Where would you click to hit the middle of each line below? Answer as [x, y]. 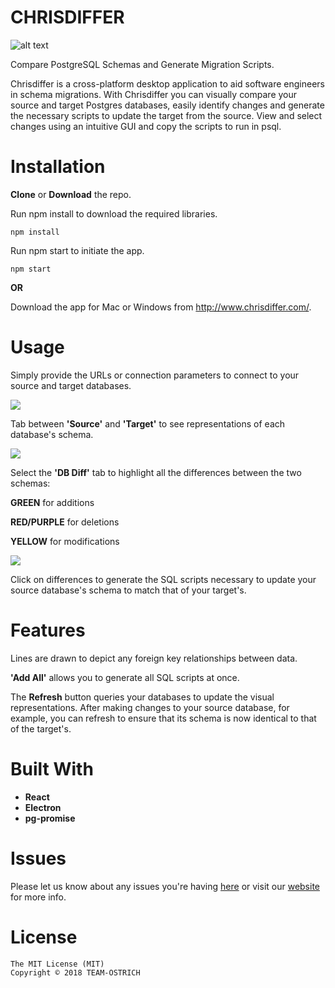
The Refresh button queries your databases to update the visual [142, 697]
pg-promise [50, 818]
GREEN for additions [52, 502]
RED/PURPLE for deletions [65, 522]
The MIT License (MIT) [57, 964]
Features [48, 630]
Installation [58, 167]
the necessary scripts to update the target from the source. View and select [166, 115]
